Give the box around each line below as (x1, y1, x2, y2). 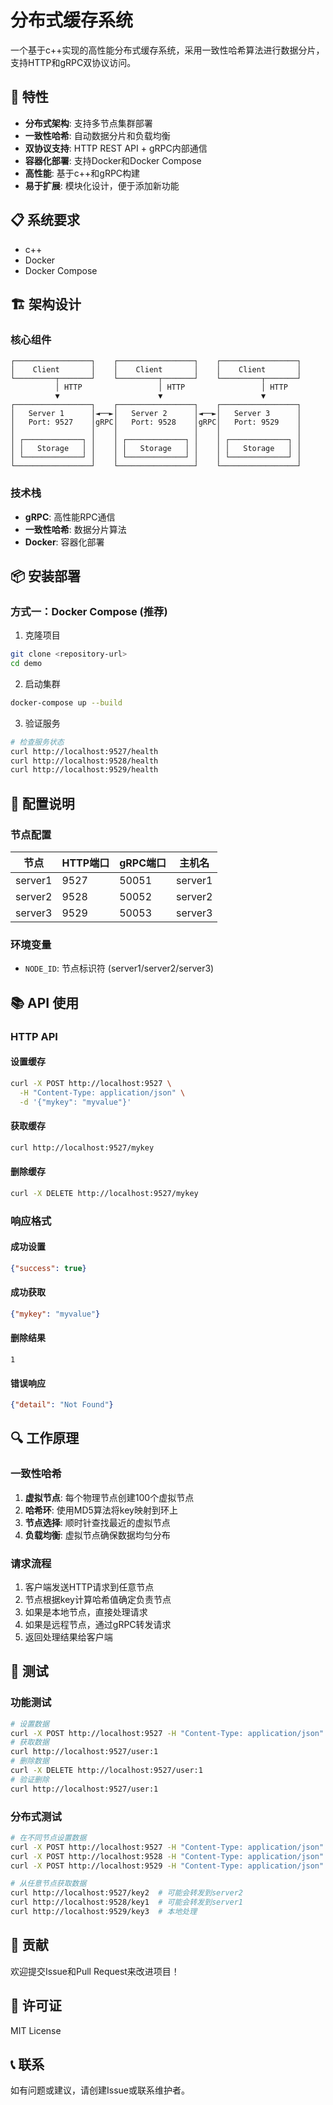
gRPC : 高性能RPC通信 (24, 511, 116, 523)
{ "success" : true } (10, 1263, 87, 1273)
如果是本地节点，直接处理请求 (24, 1606, 148, 1618)
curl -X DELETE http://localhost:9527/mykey (10, 1188, 199, 1198)
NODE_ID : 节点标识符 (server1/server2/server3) (24, 962, 215, 975)
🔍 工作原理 (10, 1430, 80, 1447)
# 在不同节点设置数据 (10, 1832, 87, 1843)
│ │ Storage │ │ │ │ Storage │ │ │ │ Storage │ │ (10, 444, 302, 454)
